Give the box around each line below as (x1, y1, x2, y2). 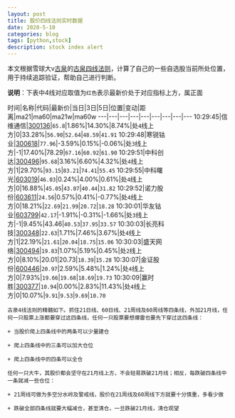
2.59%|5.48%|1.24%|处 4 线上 (59, 264, 145, 272)
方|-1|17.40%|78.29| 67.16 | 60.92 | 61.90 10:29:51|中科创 (7, 148, 164, 156)
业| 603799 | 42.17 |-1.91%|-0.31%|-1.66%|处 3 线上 (7, 211, 148, 219)
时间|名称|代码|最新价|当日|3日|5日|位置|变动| (7, 104, 140, 111)
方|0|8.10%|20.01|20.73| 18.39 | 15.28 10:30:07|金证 (7, 255, 154, 264)
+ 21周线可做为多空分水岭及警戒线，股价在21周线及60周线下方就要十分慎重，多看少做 (7, 391, 224, 398)
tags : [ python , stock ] (7, 37, 72, 44)
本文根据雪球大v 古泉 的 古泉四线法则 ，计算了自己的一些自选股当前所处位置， (7, 64, 229, 72)
